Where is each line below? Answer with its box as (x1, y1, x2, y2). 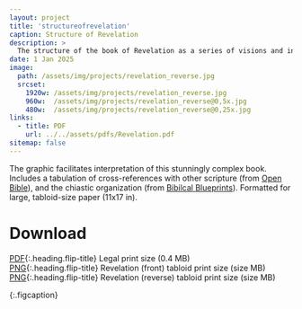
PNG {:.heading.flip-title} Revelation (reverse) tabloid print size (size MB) (9, 271, 276, 283)
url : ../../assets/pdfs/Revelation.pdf (25, 130, 175, 139)
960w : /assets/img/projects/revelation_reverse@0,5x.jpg (25, 96, 247, 106)
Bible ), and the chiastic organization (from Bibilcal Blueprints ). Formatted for (9, 181, 291, 193)
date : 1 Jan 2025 (9, 55, 75, 64)
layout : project (9, 13, 70, 22)
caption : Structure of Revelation (9, 30, 139, 39)
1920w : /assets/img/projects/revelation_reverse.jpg (25, 88, 227, 97)
